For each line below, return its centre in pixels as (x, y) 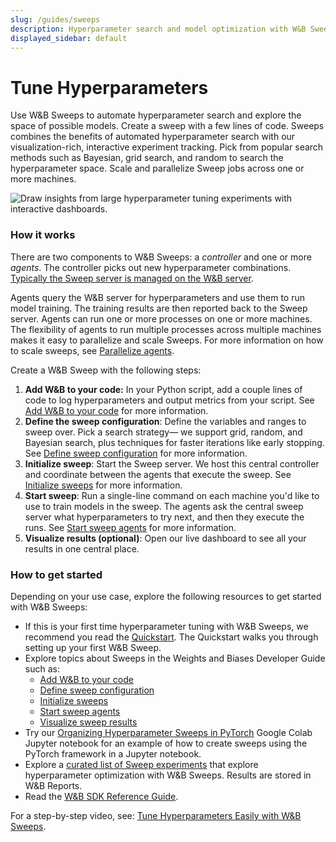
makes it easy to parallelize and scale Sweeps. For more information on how (167, 340)
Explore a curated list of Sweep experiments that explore (141, 764)
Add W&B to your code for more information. (116, 410)
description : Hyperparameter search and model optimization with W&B (158, 29)
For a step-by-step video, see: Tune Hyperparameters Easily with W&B (156, 815)
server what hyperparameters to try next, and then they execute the (164, 517)
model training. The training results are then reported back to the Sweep (159, 308)
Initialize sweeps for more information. (103, 485)
